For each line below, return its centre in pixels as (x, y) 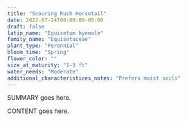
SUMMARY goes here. (39, 98)
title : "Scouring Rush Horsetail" (57, 14)
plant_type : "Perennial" (43, 46)
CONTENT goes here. (38, 111)
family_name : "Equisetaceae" (49, 40)
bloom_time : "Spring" (38, 53)
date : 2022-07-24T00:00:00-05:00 (55, 20)
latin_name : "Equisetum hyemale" (55, 33)
